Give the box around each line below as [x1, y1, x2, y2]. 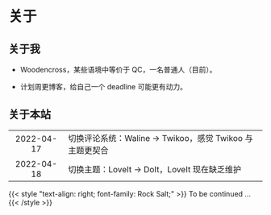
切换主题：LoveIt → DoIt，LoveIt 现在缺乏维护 [68, 163, 242, 175]
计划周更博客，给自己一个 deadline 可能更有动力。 [19, 82, 188, 91]
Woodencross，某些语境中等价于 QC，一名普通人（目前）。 [19, 65, 217, 74]
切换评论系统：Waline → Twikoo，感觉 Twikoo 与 [68, 132, 253, 143]
